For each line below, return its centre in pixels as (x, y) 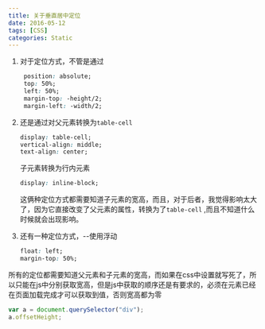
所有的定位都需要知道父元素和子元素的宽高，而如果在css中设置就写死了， (129, 274)
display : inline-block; (59, 184)
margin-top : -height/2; (63, 99)
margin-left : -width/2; (63, 106)
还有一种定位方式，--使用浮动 (68, 236)
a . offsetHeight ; (35, 317)
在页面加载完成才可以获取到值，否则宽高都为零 (85, 294)
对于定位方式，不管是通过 (62, 61)
